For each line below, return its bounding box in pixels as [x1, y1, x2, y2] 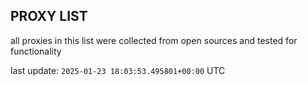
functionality [10, 45, 62, 57]
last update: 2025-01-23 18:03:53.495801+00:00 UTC [10, 64, 226, 76]
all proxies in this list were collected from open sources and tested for [10, 34, 298, 46]
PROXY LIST [10, 8, 88, 25]
